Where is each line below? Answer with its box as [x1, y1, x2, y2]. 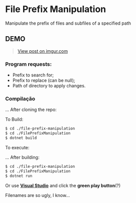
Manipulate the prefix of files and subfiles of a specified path [5, 20, 131, 26]
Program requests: [5, 60, 52, 67]
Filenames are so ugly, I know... [5, 192, 70, 198]
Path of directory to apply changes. [12, 83, 86, 89]
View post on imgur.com [17, 48, 68, 54]
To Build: [5, 117, 24, 123]
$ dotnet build [5, 136, 37, 141]
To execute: [5, 144, 30, 150]
